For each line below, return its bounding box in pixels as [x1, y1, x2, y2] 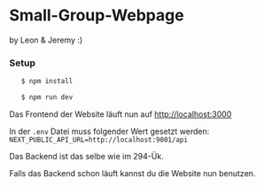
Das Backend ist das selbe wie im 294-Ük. [9, 151, 164, 161]
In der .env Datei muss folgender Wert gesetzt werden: [9, 126, 210, 136]
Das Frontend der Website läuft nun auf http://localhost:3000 [9, 108, 232, 120]
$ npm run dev [20, 93, 74, 102]
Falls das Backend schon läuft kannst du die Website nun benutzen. [9, 167, 256, 178]
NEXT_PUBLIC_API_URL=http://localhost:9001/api [9, 135, 189, 144]
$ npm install [20, 77, 74, 86]
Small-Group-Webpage [9, 5, 184, 26]
